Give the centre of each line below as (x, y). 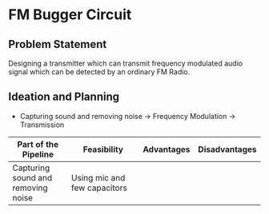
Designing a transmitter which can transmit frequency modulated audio (125, 63)
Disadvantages (227, 149)
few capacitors (99, 188)
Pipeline (38, 154)
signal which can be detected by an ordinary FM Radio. (99, 72)
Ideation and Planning (64, 97)
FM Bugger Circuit (70, 15)
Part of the (38, 144)
